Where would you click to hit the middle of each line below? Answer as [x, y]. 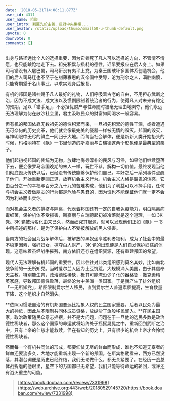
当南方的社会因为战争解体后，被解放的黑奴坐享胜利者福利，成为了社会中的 [83, 238]
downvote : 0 [18, 39]
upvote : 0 [16, 33]
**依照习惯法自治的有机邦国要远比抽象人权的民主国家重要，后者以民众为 [81, 304]
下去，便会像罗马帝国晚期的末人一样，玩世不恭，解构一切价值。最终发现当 [83, 166]
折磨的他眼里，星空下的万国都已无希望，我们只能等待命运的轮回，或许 [87, 366]
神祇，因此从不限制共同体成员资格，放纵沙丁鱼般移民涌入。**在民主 [85, 311]
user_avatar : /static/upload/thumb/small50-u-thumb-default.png [74, 29]
